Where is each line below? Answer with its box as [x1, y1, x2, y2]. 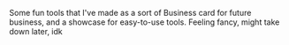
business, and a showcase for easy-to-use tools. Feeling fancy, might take [9, 17, 280, 27]
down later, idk [9, 26, 64, 36]
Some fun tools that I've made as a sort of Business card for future [9, 8, 252, 18]
